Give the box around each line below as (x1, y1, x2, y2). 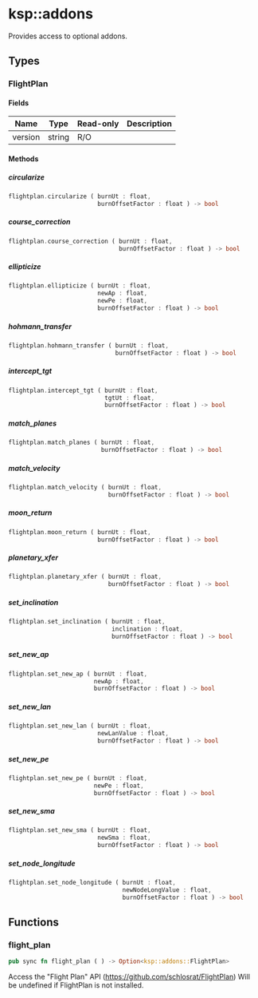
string (47, 132, 70, 143)
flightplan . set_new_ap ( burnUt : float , (8, 670, 148, 678)
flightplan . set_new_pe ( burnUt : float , (8, 774, 148, 782)
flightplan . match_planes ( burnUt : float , (8, 438, 155, 447)
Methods (8, 154, 39, 164)
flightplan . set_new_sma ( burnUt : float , (8, 826, 151, 834)
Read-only (76, 118, 119, 129)
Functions (8, 916, 60, 929)
